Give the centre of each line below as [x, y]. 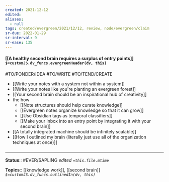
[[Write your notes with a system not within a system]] [68, 84]
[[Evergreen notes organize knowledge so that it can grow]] [82, 110]
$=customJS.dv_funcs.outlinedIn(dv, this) [50, 175]
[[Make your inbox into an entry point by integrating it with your [86, 121]
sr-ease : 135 [19, 43]
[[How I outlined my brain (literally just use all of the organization [79, 137]
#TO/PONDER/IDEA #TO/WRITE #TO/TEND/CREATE [59, 74]
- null [17, 24]
